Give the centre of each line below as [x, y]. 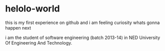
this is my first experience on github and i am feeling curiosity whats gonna [82, 22]
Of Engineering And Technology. [39, 42]
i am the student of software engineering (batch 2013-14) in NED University [83, 37]
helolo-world [32, 9]
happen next [18, 27]
